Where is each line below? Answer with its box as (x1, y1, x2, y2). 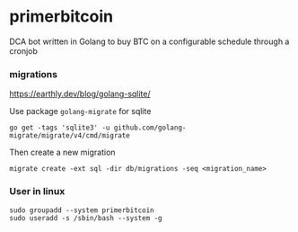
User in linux (9, 185, 66, 198)
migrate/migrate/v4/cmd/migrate (9, 131, 130, 140)
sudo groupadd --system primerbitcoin (9, 205, 154, 215)
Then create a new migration (9, 147, 116, 158)
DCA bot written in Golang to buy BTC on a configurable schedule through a (9, 36, 290, 47)
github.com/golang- (113, 123, 187, 132)
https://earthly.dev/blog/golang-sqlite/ (9, 88, 151, 100)
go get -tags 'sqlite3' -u (9, 123, 110, 132)
